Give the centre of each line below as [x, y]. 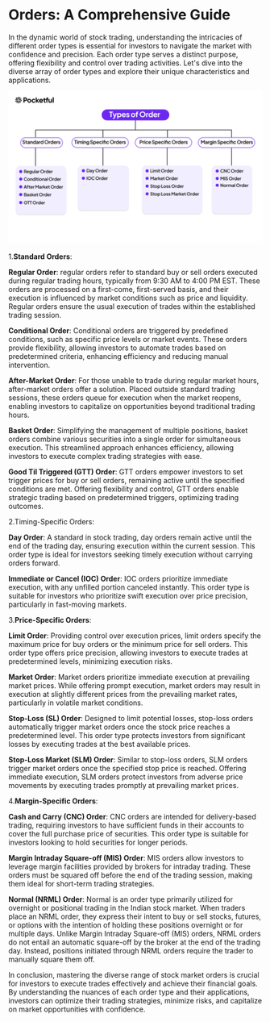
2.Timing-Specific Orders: [52, 522]
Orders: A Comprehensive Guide [120, 15]
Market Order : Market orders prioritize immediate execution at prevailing [129, 677]
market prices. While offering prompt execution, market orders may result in [134, 686]
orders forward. [34, 563]
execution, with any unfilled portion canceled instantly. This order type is [129, 587]
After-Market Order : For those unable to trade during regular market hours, [134, 381]
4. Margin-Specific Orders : [53, 801]
